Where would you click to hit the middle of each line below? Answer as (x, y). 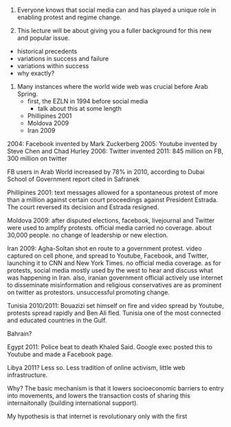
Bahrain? (20, 334)
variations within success (53, 66)
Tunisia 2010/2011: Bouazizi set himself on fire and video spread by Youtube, (115, 305)
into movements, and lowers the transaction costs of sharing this (99, 396)
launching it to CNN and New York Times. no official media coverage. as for (114, 263)
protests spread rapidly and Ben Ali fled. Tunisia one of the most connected (114, 313)
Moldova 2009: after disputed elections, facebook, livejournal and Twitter (111, 220)
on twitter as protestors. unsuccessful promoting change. (88, 292)
